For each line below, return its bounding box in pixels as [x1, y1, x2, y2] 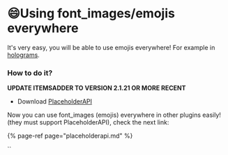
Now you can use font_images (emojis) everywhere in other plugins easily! [7, 111, 222, 120]
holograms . [7, 51, 40, 59]
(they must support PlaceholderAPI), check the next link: [7, 118, 169, 127]
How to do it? [7, 68, 53, 78]
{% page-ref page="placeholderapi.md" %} [7, 131, 133, 140]
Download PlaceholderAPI [17, 97, 93, 106]
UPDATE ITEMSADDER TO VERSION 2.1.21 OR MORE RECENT [7, 84, 186, 92]
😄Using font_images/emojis [7, 6, 176, 22]
